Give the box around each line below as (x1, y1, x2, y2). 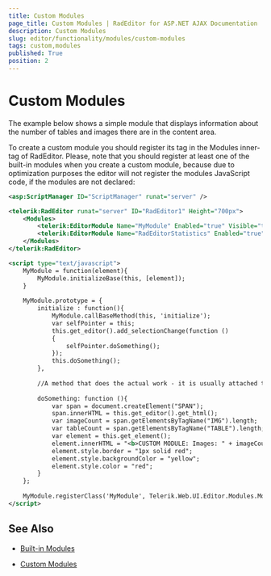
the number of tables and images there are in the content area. (8, 127, 217, 137)
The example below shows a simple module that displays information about (8, 118, 259, 128)
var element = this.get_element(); (51, 432, 172, 440)
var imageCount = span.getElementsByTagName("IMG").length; (51, 417, 258, 425)
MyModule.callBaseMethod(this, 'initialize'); (51, 312, 211, 320)
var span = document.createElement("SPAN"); (51, 402, 204, 410)
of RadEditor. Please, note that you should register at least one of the (21, 151, 250, 161)
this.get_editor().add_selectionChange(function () (51, 326, 229, 335)
